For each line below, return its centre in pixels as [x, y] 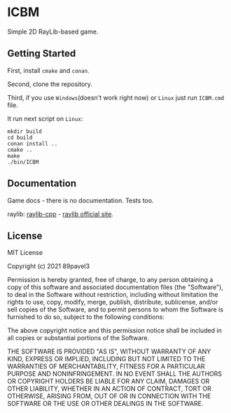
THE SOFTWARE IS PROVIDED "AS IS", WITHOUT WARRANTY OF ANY [109, 351]
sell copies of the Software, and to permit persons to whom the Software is [115, 309]
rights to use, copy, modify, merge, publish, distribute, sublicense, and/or [113, 302]
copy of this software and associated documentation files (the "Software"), [115, 287]
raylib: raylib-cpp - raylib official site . [61, 213]
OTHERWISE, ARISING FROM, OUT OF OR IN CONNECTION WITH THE [109, 396]
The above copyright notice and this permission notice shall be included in [114, 330]
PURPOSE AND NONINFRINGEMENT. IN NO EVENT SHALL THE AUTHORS [115, 374]
